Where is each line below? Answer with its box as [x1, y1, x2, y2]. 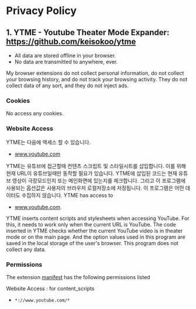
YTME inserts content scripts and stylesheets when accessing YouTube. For [6, 215, 190, 222]
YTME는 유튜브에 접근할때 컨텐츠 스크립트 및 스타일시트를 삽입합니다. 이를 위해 [6, 162, 186, 169]
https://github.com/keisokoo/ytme [6, 36, 136, 46]
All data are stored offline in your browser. [14, 52, 116, 59]
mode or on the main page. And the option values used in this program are [6, 233, 185, 241]
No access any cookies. [6, 110, 64, 117]
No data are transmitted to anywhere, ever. [14, 59, 118, 65]
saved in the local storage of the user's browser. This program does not [6, 239, 178, 246]
